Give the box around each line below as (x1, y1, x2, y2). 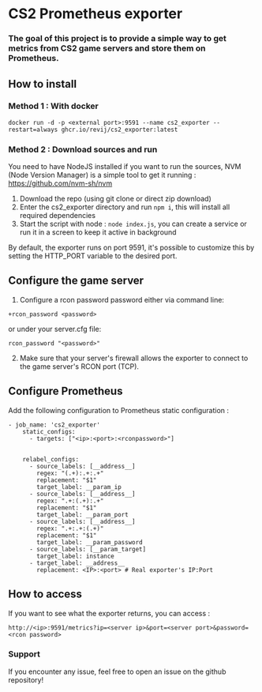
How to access (8, 588, 83, 601)
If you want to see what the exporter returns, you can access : (8, 608, 211, 618)
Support (8, 649, 41, 660)
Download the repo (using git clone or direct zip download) (19, 194, 211, 204)
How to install (8, 77, 77, 91)
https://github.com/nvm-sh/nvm (8, 179, 113, 188)
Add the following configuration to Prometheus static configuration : (8, 405, 230, 415)
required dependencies (19, 211, 96, 220)
